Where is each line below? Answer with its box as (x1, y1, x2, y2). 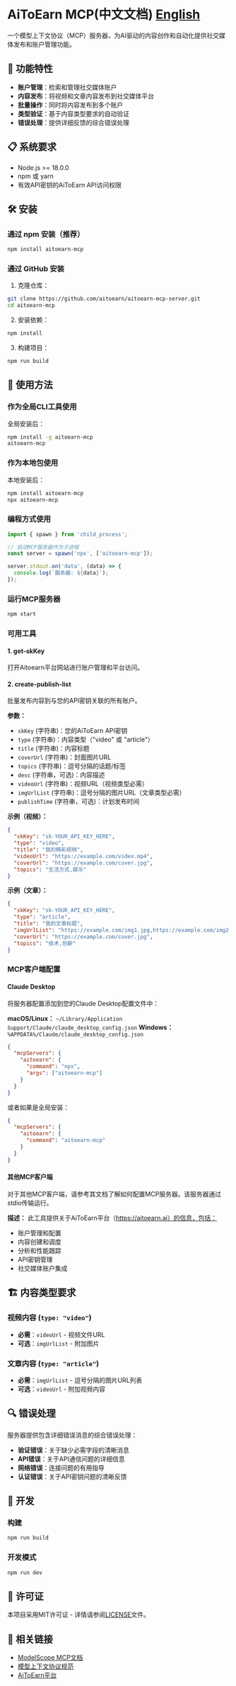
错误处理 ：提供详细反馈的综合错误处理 (17, 118, 129, 127)
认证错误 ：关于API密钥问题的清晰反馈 (17, 1472, 127, 1481)
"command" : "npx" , (25, 1063, 81, 1070)
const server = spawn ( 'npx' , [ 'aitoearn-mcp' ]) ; (7, 550, 153, 558)
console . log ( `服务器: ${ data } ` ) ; (13, 570, 110, 577)
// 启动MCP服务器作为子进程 (7, 543, 79, 550)
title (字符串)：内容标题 (17, 744, 90, 753)
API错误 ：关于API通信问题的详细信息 (17, 1455, 125, 1463)
